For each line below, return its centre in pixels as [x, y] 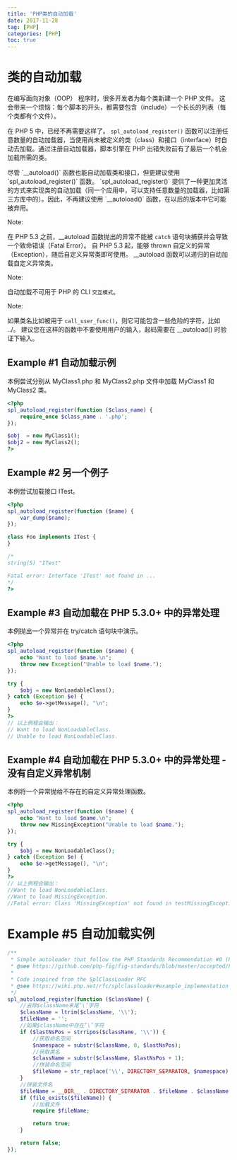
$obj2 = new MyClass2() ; [44, 443]
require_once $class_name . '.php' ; [74, 417]
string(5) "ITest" [34, 563]
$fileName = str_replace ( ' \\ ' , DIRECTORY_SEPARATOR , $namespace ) [131, 1072]
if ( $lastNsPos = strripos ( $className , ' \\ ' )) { [93, 1032]
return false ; [41, 1143]
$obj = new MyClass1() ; [44, 436]
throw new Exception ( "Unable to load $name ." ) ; [91, 664]
